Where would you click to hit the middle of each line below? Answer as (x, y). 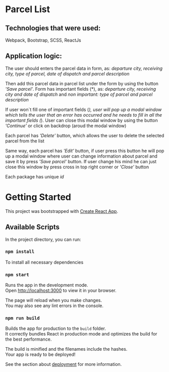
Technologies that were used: (53, 28)
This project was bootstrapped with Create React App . (62, 211)
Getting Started (38, 197)
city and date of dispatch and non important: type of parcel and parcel (79, 94)
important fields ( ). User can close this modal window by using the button (81, 120)
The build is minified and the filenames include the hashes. (66, 349)
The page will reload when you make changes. (54, 301)
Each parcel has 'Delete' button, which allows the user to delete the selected (85, 135)
